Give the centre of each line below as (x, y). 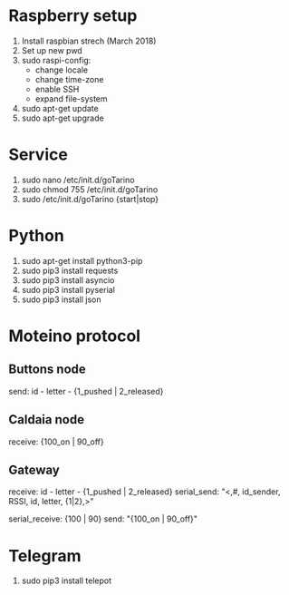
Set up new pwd (52, 50)
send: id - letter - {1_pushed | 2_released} (86, 391)
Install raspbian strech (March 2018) (89, 41)
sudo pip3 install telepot (67, 580)
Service (39, 155)
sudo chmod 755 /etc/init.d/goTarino (90, 189)
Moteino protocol (75, 336)
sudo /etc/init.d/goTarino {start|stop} (90, 199)
